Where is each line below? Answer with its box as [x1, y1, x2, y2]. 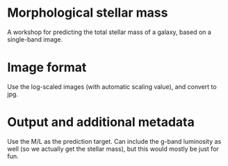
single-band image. [7, 35, 63, 43]
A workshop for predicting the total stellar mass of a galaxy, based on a [7, 28, 212, 36]
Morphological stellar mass [7, 5, 168, 21]
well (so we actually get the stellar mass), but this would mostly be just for [7, 144, 219, 153]
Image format [7, 60, 87, 76]
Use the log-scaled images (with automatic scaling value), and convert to [7, 82, 217, 91]
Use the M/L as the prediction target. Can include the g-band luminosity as [7, 137, 222, 145]
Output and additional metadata [7, 115, 195, 130]
